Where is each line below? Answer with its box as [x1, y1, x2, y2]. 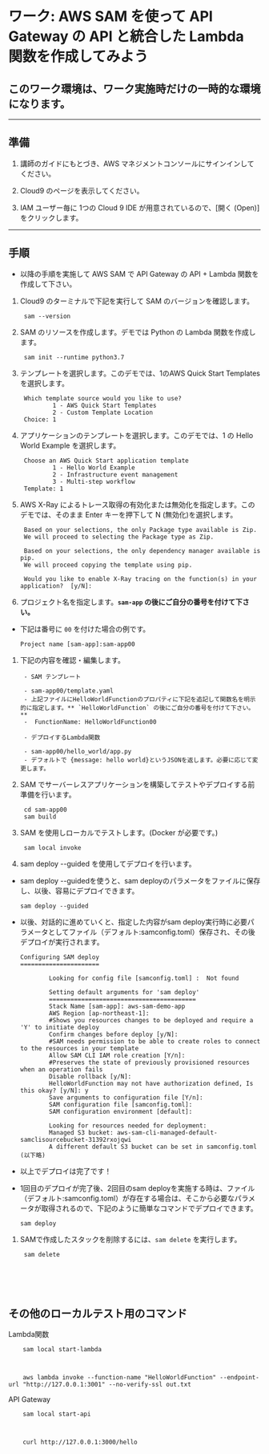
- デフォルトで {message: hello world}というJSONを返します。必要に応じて [23, 756, 253, 764]
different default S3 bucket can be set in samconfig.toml [55, 1143, 258, 1151]
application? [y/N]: [19, 582, 92, 590]
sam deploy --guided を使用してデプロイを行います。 [19, 859, 196, 868]
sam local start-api [22, 1410, 91, 1419]
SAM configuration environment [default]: [49, 1107, 193, 1115]
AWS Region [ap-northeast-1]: [49, 1009, 150, 1017]
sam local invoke [23, 843, 82, 851]
